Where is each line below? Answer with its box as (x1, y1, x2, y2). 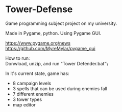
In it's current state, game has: (5, 70, 70, 77)
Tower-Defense (5, 4, 73, 15)
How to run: (5, 55, 30, 61)
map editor (12, 101, 36, 107)
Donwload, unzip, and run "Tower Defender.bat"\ (5, 60, 108, 66)
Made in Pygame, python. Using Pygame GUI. (5, 30, 102, 36)
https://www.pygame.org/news (5, 40, 70, 46)
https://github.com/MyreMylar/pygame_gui (5, 45, 95, 51)
